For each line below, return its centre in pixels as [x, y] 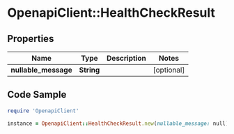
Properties [31, 39]
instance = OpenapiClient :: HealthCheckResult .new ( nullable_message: [109, 124]
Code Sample [37, 95]
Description [126, 58]
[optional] [169, 70]
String [89, 70]
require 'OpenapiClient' [43, 111]
